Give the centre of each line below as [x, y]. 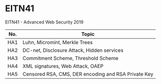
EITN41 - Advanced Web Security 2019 [44, 22]
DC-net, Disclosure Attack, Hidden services [73, 50]
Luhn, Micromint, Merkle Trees [58, 42]
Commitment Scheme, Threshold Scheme [71, 58]
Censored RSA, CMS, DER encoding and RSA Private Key [88, 74]
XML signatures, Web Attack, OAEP [63, 66]
